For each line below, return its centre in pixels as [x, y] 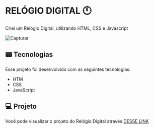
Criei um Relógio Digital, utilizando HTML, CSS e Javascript [67, 28]
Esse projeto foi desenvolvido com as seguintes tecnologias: [68, 69]
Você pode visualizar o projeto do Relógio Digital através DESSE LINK [77, 121]
